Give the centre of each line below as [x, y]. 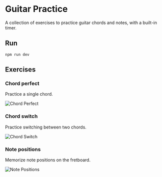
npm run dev [17, 54]
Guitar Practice [36, 9]
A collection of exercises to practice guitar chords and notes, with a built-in [81, 23]
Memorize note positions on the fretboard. [48, 160]
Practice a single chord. [29, 94]
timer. [11, 27]
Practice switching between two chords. [46, 127]
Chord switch [21, 116]
